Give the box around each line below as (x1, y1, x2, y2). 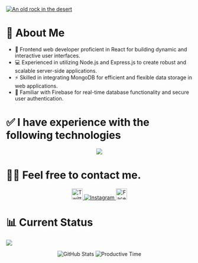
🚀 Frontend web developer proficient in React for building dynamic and (14, 46, 187, 53)
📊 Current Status (6, 216, 93, 229)
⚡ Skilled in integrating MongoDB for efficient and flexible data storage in (14, 74, 193, 81)
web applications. (14, 82, 58, 89)
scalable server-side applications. (14, 67, 98, 74)
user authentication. (14, 95, 64, 102)
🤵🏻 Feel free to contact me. (6, 168, 141, 182)
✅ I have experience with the (6, 116, 150, 129)
